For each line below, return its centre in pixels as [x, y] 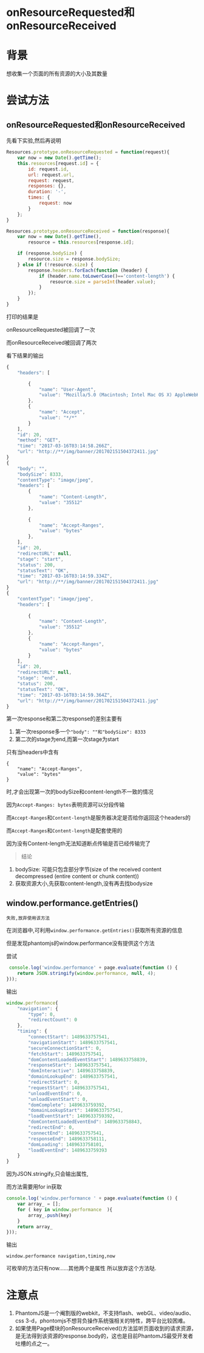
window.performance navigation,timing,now [61, 1256]
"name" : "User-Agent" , [67, 389]
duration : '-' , [47, 192]
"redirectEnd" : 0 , [51, 1128]
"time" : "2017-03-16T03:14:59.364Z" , [65, 695]
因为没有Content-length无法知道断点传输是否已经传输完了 [78, 843]
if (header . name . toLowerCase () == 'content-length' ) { [107, 276]
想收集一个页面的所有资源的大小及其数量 [57, 74]
